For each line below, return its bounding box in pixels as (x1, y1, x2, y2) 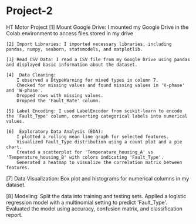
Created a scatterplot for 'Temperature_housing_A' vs (16, 149, 154, 155)
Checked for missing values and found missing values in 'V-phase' (16, 82, 185, 88)
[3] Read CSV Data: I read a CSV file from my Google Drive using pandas (6, 56, 191, 62)
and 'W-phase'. (6, 87, 43, 93)
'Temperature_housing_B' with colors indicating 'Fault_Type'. (6, 154, 164, 160)
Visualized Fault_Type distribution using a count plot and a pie (16, 139, 183, 145)
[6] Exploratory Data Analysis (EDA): (6, 128, 104, 135)
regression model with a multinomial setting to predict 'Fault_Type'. (6, 199, 168, 206)
